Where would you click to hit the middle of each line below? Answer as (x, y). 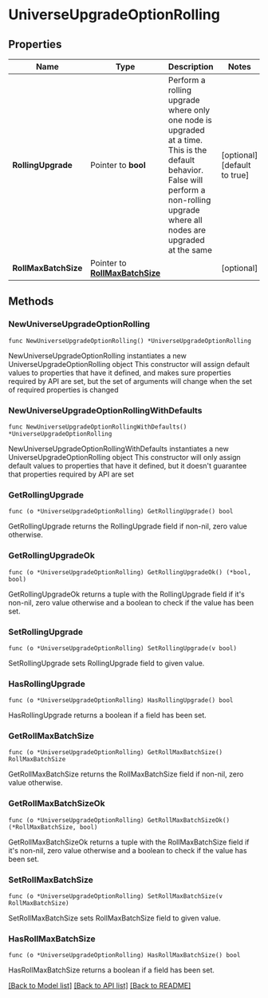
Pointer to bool (118, 165)
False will (185, 180)
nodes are (187, 230)
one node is (190, 120)
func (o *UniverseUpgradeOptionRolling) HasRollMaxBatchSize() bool (124, 956)
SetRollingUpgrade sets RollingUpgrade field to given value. (106, 663)
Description (191, 67)
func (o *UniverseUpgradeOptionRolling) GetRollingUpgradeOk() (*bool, (130, 572)
